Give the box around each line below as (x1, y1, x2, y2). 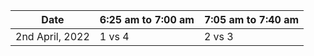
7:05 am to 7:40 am (203, 13, 300, 26)
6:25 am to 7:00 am (99, 13, 195, 26)
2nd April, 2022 (15, 30, 90, 43)
